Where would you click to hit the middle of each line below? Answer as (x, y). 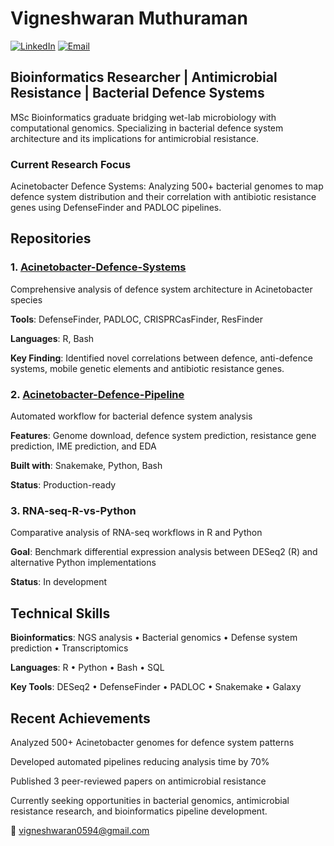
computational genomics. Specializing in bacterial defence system (147, 128)
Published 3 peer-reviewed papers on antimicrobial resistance (138, 781)
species (26, 299)
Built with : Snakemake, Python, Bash (86, 466)
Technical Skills (60, 613)
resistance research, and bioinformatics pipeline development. (139, 811)
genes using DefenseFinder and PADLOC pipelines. (116, 208)
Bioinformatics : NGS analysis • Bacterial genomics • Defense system (154, 638)
